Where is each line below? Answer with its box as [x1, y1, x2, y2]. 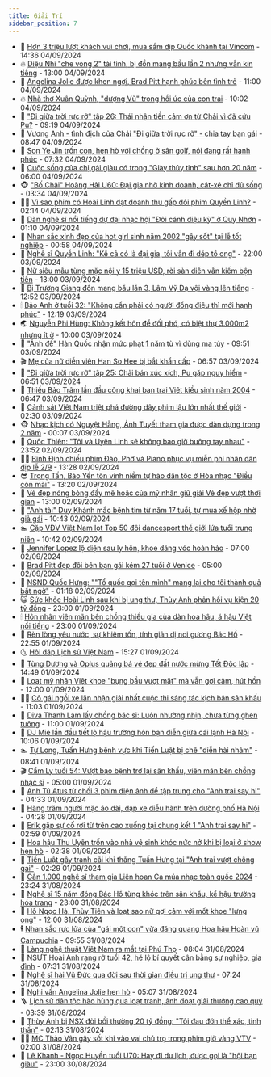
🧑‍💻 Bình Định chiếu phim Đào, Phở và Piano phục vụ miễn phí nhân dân [19, 453, 257, 463]
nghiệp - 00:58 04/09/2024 [19, 240, 113, 250]
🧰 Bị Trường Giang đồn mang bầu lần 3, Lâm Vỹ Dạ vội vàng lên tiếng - [19, 283, 255, 292]
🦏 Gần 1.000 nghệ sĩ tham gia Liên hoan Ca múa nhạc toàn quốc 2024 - [19, 872, 258, 881]
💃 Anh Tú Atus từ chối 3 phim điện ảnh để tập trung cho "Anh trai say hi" [19, 785, 261, 796]
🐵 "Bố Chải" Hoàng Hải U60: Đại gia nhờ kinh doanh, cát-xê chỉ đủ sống [19, 179, 263, 190]
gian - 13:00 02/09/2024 [19, 496, 102, 506]
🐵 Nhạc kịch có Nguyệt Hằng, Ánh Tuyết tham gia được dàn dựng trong [19, 419, 261, 429]
